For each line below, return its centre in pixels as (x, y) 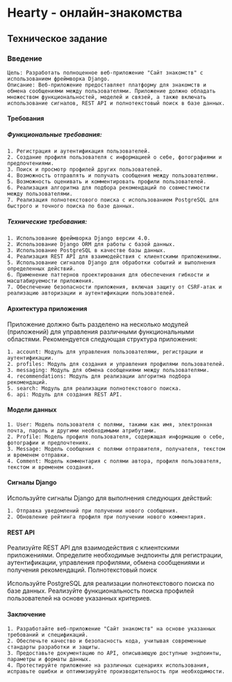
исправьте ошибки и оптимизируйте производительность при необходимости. (116, 672)
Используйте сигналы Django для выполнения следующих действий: (110, 498)
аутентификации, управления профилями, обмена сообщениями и (106, 563)
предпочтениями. (31, 164)
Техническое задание (57, 39)
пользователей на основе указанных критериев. (79, 598)
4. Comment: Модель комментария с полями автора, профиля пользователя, (115, 461)
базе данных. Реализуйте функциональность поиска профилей (101, 591)
